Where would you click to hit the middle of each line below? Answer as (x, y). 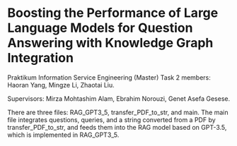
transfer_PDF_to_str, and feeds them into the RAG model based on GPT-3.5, (117, 127)
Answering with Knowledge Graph (110, 43)
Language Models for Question (100, 28)
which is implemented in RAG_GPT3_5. (63, 135)
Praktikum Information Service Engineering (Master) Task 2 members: (109, 77)
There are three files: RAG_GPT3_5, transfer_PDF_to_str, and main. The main (118, 112)
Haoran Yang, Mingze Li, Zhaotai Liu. (61, 85)
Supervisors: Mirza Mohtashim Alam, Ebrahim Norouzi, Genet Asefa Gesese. (119, 98)
